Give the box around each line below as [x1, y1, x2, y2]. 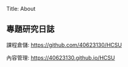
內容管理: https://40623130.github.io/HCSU [6, 54, 115, 61]
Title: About [6, 5, 36, 12]
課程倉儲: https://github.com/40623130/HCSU [6, 41, 122, 48]
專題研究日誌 [6, 24, 55, 34]
